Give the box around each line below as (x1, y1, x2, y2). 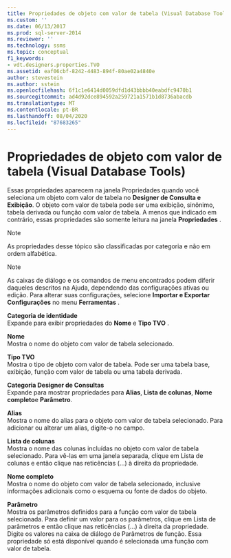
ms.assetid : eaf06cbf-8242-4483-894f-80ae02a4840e (7, 68, 155, 74)
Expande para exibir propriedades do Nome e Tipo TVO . (7, 319, 170, 328)
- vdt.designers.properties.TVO (7, 61, 100, 68)
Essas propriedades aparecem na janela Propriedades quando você (7, 186, 199, 195)
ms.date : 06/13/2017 (7, 23, 67, 30)
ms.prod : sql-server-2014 (7, 29, 81, 37)
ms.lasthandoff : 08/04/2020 (7, 112, 88, 119)
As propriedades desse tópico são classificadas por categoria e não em (7, 242, 211, 250)
